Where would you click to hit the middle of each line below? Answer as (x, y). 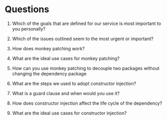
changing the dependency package (49, 73)
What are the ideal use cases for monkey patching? (66, 58)
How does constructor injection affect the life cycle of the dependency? (87, 103)
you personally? (29, 28)
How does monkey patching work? (48, 48)
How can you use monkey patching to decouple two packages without (86, 68)
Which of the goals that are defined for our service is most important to (87, 23)
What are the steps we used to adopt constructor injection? (74, 83)
